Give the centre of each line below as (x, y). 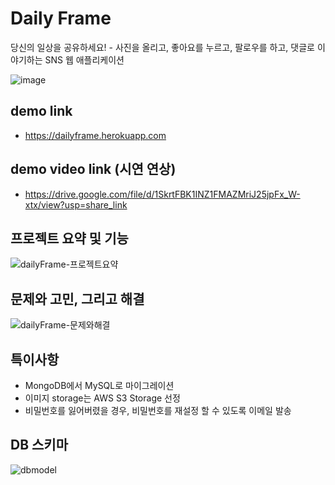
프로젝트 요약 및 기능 (69, 238)
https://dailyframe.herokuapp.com (95, 135)
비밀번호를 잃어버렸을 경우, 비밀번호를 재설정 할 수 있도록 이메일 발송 (158, 410)
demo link (41, 111)
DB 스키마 (39, 445)
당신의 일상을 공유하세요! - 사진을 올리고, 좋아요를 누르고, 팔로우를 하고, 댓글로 (162, 47)
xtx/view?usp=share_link (76, 204)
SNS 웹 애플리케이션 (84, 59)
